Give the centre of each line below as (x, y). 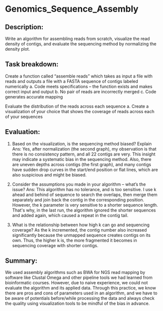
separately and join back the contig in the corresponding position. (78, 200)
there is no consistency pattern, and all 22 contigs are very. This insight (84, 154)
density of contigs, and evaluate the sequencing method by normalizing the (81, 44)
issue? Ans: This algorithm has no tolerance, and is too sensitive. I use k (84, 189)
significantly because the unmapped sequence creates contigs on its (81, 235)
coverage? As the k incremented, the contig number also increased (79, 230)
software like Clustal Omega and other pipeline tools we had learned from (79, 278)
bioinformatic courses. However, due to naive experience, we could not (76, 283)
